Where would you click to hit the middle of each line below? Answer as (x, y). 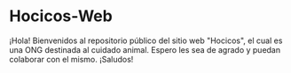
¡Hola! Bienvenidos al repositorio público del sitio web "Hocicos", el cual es (146, 40)
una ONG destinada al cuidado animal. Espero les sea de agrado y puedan (145, 49)
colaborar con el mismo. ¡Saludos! (71, 59)
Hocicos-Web (61, 16)
